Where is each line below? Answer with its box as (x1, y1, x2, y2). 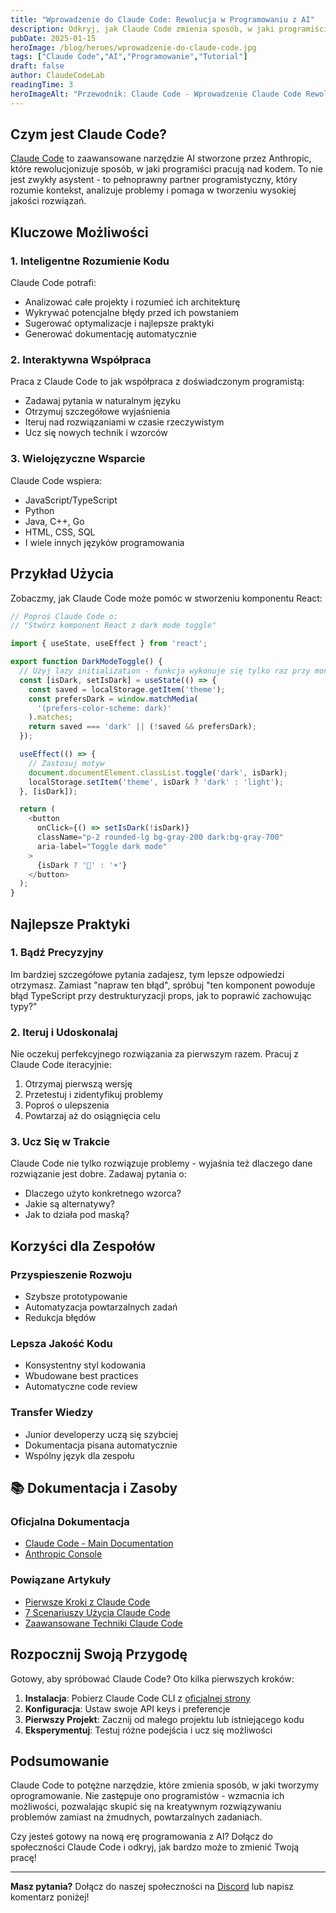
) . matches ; (28, 712, 74, 723)
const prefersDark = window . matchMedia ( (28, 694, 199, 704)
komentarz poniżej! (10, 1891, 90, 1903)
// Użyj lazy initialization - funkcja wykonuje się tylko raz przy (19, 666, 311, 676)
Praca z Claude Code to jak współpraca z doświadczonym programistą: (10, 376, 305, 388)
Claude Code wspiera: (10, 474, 102, 486)
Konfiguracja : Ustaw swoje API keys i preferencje (24, 1702, 231, 1715)
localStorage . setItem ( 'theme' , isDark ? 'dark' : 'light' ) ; (28, 777, 284, 787)
